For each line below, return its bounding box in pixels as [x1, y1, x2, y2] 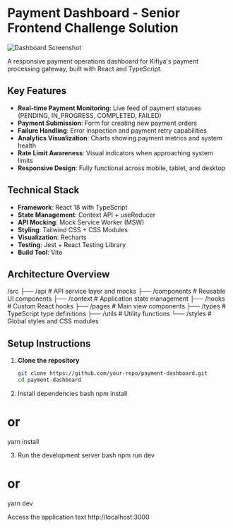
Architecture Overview [7, 268, 110, 280]
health [17, 141, 37, 150]
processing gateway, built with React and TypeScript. [7, 64, 162, 73]
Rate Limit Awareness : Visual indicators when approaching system [17, 148, 213, 157]
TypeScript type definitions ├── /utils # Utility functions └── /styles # [7, 309, 212, 318]
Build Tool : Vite [17, 248, 63, 256]
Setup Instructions [7, 337, 91, 349]
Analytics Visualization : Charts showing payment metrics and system [17, 133, 222, 142]
